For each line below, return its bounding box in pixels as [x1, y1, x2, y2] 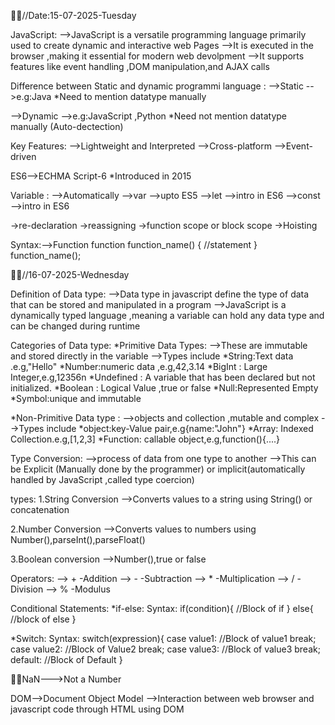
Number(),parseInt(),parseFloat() [10, 534, 146, 545]
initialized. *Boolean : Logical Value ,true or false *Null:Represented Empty [10, 382, 319, 394]
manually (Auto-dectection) [10, 121, 124, 132]
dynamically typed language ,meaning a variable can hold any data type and [10, 310, 325, 321]
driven [10, 151, 37, 162]
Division [10, 583, 44, 595]
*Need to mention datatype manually [53, 91, 207, 102]
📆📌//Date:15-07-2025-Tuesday [10, 10, 137, 21]
